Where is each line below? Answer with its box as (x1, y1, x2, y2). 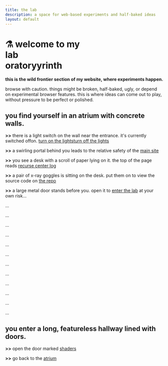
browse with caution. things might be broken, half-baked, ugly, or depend (5, 86, 157, 92)
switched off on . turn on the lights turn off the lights (5, 138, 109, 144)
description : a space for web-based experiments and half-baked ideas (5, 12, 156, 17)
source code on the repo (5, 178, 56, 184)
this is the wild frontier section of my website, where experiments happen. (5, 76, 163, 82)
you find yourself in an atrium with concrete (5, 111, 145, 120)
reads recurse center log (5, 163, 56, 169)
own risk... (5, 193, 27, 199)
